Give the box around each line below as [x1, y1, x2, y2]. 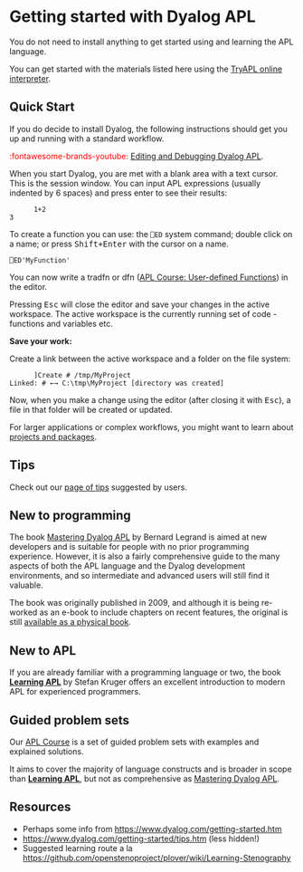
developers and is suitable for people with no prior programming [9, 541, 250, 552]
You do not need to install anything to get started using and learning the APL [9, 36, 294, 47]
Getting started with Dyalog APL [9, 6, 256, 27]
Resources [9, 800, 71, 815]
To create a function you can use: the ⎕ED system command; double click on [9, 228, 293, 239]
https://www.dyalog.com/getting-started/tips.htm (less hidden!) [22, 833, 260, 844]
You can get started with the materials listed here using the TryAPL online [9, 63, 283, 74]
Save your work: [9, 335, 72, 346]
